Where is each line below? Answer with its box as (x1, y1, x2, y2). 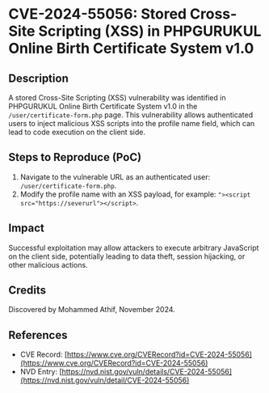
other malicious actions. (8, 260, 88, 269)
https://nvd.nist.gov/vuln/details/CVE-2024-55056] (61, 367, 233, 377)
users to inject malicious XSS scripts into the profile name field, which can (8, 119, 255, 128)
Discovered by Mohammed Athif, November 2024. (8, 305, 175, 315)
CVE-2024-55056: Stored (8, 5, 187, 23)
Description (8, 71, 69, 85)
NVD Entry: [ (19, 367, 62, 377)
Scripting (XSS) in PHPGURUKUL (38, 22, 262, 40)
